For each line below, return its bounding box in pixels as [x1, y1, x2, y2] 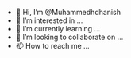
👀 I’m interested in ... [15, 16, 83, 25]
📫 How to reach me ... [15, 42, 90, 50]
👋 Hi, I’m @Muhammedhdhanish [15, 8, 121, 16]
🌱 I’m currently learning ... [15, 24, 101, 33]
